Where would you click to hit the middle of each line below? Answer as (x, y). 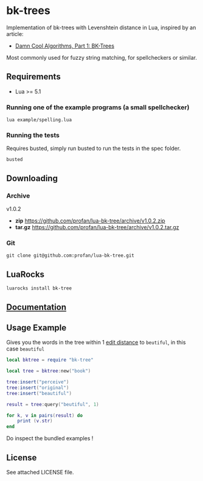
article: (15, 34)
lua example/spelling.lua (39, 120)
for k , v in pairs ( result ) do (45, 415)
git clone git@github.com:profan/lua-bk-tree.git (71, 256)
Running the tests (33, 135)
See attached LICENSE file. (40, 472)
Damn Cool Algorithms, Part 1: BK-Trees (64, 46)
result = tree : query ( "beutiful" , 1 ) (53, 404)
